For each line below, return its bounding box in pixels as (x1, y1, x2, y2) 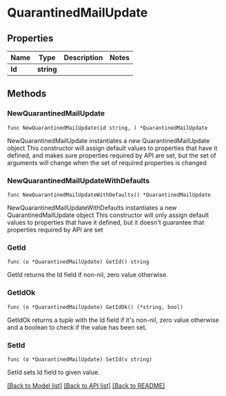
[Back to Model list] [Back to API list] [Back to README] (7, 381, 165, 390)
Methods (7, 88, 47, 100)
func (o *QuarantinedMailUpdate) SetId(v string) (7, 356, 153, 363)
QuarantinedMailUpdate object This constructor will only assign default (7, 211, 209, 219)
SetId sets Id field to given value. (7, 368, 100, 376)
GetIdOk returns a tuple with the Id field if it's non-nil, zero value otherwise (7, 316, 219, 324)
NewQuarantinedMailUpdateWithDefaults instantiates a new (7, 203, 177, 211)
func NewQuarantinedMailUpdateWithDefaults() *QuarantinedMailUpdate (7, 191, 212, 198)
